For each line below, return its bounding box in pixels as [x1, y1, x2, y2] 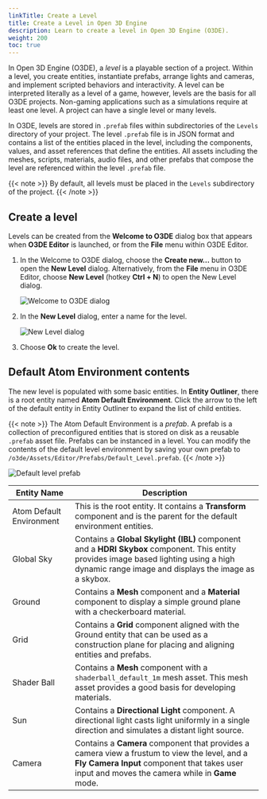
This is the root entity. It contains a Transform [75, 500, 246, 511]
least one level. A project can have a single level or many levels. [8, 105, 217, 116]
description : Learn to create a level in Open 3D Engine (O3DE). [8, 26, 229, 34]
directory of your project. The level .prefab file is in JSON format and [8, 129, 234, 139]
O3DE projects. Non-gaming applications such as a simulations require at [8, 97, 248, 107]
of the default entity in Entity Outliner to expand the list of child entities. [8, 403, 242, 413]
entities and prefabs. [75, 648, 152, 660]
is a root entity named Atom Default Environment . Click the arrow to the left [8, 395, 257, 405]
